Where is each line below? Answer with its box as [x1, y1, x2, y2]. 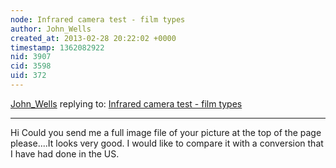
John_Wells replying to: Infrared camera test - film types [10, 97, 243, 110]
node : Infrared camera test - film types [10, 14, 186, 25]
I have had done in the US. [10, 147, 120, 160]
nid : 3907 [10, 52, 52, 62]
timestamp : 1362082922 [10, 42, 105, 53]
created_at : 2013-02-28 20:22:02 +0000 [10, 33, 177, 43]
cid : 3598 [10, 61, 52, 71]
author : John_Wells [10, 24, 92, 34]
